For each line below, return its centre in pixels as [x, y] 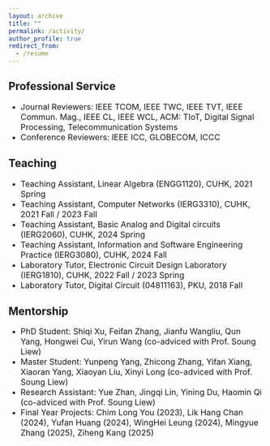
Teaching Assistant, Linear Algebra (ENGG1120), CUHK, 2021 [136, 183]
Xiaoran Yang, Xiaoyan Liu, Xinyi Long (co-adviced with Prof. [136, 372]
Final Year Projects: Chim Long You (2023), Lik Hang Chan [131, 413]
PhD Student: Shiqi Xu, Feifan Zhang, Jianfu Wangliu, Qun [131, 332]
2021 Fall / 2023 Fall [58, 214]
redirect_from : [34, 46]
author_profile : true [45, 39]
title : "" [25, 24]
